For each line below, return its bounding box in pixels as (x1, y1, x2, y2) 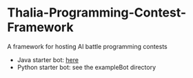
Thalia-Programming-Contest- (7, 5, 187, 21)
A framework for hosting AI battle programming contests (7, 42, 167, 50)
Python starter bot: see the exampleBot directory (17, 63, 156, 71)
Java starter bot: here (17, 55, 79, 64)
